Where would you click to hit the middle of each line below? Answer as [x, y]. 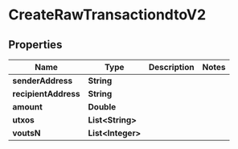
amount [27, 107]
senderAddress [43, 81]
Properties [35, 45]
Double [102, 107]
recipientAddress [46, 94]
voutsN [27, 133]
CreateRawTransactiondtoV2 [107, 15]
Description [171, 67]
